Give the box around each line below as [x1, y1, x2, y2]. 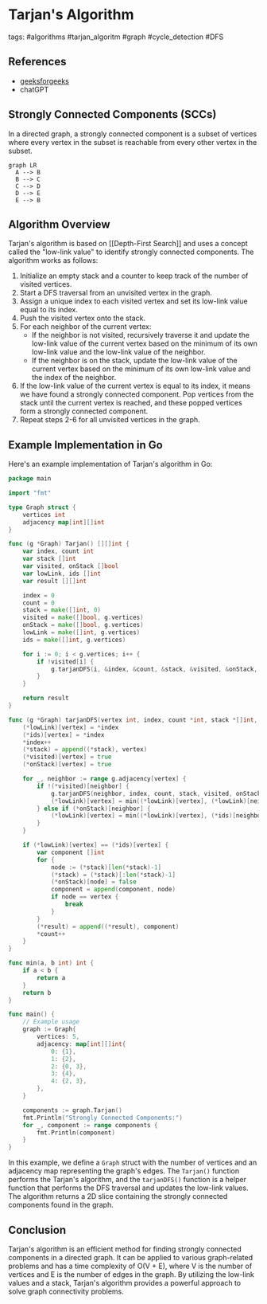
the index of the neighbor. [31, 373, 117, 382]
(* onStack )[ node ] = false [50, 878, 137, 886]
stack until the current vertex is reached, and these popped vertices [19, 398, 242, 408]
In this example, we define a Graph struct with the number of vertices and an [8, 1157, 257, 1168]
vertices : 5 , [37, 1033, 80, 1041]
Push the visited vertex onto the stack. [19, 313, 145, 323]
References [8, 55, 67, 69]
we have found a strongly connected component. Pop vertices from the [19, 390, 254, 399]
